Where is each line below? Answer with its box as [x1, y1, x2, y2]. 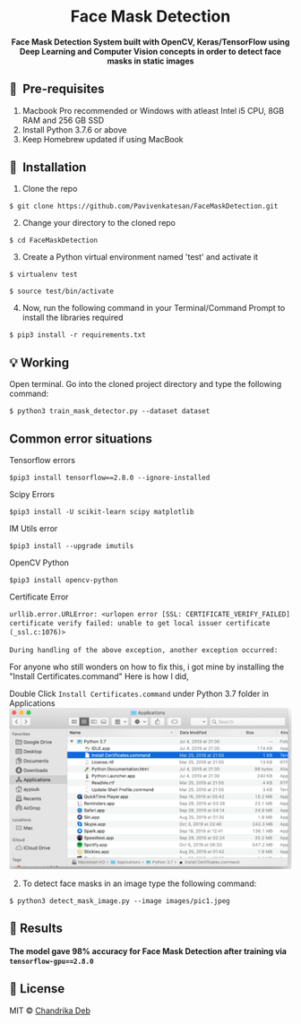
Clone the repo [21, 184, 78, 194]
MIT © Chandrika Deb [9, 1005, 91, 1016]
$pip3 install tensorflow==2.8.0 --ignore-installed [9, 473, 211, 483]
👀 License [9, 981, 65, 996]
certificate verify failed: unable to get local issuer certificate [9, 619, 271, 628]
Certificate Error [9, 591, 69, 602]
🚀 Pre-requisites [9, 82, 105, 97]
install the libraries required [21, 312, 124, 323]
